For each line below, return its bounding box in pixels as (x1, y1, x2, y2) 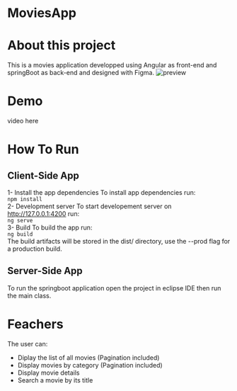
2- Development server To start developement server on (7, 202, 172, 210)
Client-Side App (7, 169, 79, 181)
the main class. (7, 291, 52, 300)
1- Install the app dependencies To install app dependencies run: (7, 188, 196, 197)
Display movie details (17, 368, 80, 377)
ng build (7, 231, 33, 238)
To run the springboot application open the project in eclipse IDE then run (7, 283, 221, 292)
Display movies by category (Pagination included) (17, 361, 163, 369)
